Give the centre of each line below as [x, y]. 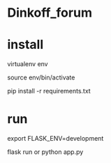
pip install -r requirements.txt [49, 91]
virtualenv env [28, 64]
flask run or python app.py [45, 152]
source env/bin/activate [41, 77]
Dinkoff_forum [50, 13]
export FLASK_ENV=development [55, 139]
